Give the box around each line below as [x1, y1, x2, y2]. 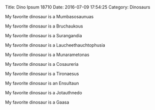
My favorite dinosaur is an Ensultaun [5, 81, 79, 86]
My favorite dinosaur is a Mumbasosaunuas [5, 14, 94, 19]
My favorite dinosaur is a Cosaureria [5, 61, 79, 67]
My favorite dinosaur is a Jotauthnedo [5, 90, 82, 95]
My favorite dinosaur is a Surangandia [5, 33, 82, 38]
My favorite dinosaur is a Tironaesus [5, 71, 79, 77]
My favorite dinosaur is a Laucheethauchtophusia [5, 42, 105, 48]
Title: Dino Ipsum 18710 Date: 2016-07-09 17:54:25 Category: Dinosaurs [5, 4, 151, 10]
